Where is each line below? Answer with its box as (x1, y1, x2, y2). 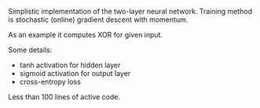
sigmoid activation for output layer (19, 69, 131, 77)
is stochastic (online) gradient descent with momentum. (8, 15, 189, 24)
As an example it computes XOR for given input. (8, 31, 163, 39)
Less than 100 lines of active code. (8, 92, 120, 101)
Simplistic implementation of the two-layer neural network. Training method (8, 7, 253, 16)
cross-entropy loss (19, 77, 81, 86)
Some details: (8, 45, 53, 54)
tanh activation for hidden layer (19, 60, 121, 70)
